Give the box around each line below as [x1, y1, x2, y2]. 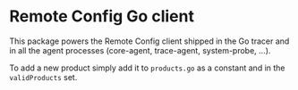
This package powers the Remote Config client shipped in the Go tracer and [9, 36, 290, 46]
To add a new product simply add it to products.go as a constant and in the [9, 62, 285, 73]
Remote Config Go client [9, 6, 195, 27]
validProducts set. [9, 71, 78, 82]
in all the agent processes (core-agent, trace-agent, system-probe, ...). [9, 45, 271, 55]
